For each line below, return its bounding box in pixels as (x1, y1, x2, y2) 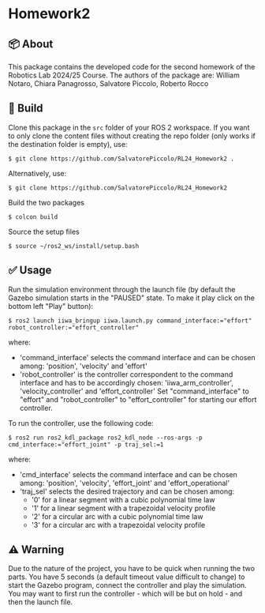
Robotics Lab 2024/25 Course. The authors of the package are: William (8, 70, 241, 80)
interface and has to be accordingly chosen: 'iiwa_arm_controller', (19, 378, 234, 387)
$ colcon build (8, 212, 58, 221)
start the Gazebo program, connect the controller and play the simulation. (8, 581, 247, 590)
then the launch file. (8, 597, 73, 607)
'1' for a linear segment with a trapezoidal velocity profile (31, 503, 216, 513)
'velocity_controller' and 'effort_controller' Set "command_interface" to (19, 386, 250, 396)
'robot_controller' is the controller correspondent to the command (19, 369, 233, 379)
